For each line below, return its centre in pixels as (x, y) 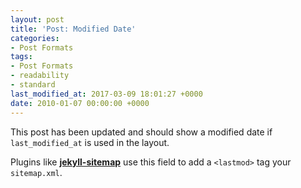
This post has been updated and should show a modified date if (141, 132)
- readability (40, 76)
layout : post (37, 19)
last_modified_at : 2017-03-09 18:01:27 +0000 (106, 94)
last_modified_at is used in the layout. (90, 142)
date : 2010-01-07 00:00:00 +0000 (80, 103)
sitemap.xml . (36, 172)
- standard (33, 85)
